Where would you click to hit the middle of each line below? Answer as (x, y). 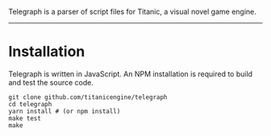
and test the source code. (51, 82)
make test (25, 118)
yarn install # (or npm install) (65, 111)
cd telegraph (30, 104)
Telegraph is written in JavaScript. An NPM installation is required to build (130, 74)
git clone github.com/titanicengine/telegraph (88, 97)
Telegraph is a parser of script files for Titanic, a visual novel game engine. (132, 12)
